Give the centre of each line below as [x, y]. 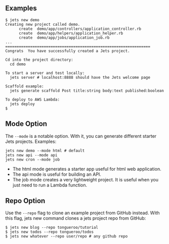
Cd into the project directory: [39, 60]
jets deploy [23, 104]
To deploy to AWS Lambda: [32, 100]
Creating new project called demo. [43, 24]
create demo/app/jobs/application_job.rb [64, 37]
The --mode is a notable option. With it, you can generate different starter [81, 136]
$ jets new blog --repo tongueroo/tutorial [52, 228]
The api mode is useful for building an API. [57, 174]
